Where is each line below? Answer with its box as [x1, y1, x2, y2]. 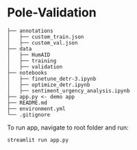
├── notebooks [7, 69, 48, 76]
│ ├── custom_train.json [7, 33, 84, 40]
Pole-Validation [7, 5, 97, 21]
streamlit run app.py [7, 136, 69, 143]
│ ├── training [7, 57, 57, 64]
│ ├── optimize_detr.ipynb [7, 81, 90, 88]
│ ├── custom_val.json [7, 39, 78, 46]
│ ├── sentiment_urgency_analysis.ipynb [7, 87, 130, 94]
